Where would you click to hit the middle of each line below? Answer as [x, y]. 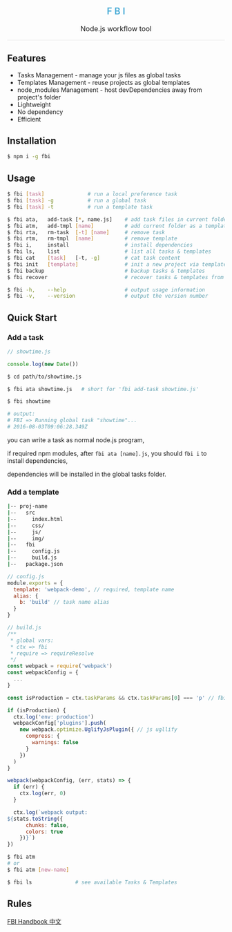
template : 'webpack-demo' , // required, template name [94, 589]
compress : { [42, 736]
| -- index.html [35, 519]
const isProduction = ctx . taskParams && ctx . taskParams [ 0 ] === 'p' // [111, 698]
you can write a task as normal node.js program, [76, 440]
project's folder [39, 97]
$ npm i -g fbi [29, 157]
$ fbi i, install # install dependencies [100, 245]
